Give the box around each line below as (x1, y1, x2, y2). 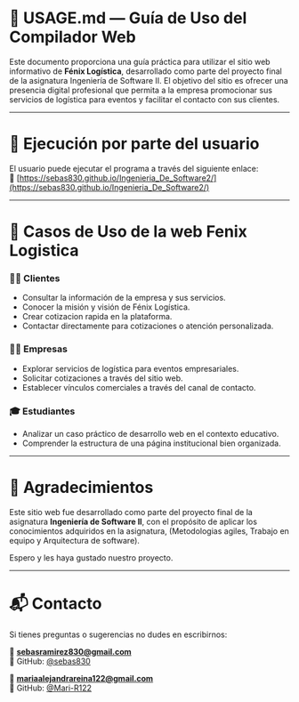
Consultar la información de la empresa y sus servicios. (21, 293, 226, 303)
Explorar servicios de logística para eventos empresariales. (21, 363, 239, 374)
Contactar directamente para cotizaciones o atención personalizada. (21, 320, 274, 332)
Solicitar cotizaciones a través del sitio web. (21, 373, 184, 383)
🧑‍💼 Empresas (9, 343, 69, 355)
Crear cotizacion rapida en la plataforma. (21, 311, 173, 322)
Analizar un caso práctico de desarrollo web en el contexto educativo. (21, 428, 279, 439)
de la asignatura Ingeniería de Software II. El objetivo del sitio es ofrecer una (9, 75, 289, 85)
